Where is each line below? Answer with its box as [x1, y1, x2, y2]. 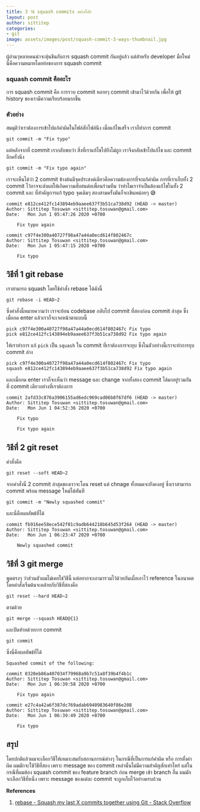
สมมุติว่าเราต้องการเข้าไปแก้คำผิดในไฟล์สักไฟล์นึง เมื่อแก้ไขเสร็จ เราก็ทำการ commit [6, 124, 171, 131]
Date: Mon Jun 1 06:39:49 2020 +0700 [6, 713, 106, 719]
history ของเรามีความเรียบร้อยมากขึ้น [6, 95, 81, 102]
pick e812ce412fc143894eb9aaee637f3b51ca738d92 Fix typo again [6, 331, 167, 337]
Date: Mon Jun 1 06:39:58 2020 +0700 [6, 681, 106, 687]
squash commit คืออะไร [6, 75, 71, 83]
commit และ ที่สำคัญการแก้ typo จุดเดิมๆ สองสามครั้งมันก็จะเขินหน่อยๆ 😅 [6, 189, 156, 196]
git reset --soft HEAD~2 [6, 470, 68, 476]
